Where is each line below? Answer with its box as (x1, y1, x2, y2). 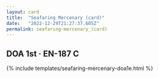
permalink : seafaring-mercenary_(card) (6, 26, 108, 32)
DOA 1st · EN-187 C (6, 48, 79, 58)
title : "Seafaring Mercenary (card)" (6, 15, 105, 21)
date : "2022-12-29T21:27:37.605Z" (6, 20, 99, 26)
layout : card (6, 9, 40, 15)
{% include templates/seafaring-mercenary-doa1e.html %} (6, 65, 154, 72)
